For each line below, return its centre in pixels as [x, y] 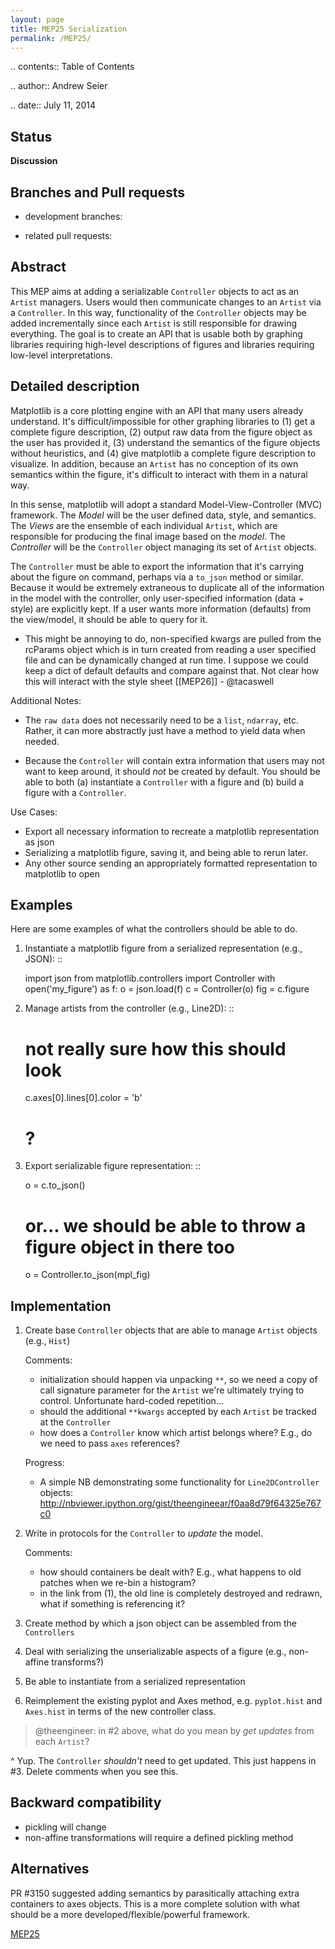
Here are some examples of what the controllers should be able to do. [154, 929]
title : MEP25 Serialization [69, 29]
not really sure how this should [155, 1048]
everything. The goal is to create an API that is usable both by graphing [156, 333]
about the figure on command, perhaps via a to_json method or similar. [157, 577]
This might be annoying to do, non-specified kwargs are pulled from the [173, 638]
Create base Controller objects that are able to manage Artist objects [171, 1330]
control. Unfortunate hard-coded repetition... [131, 1401]
